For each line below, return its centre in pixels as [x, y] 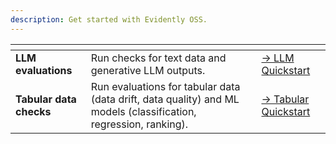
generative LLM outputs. [148, 70]
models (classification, [143, 111]
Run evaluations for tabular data [165, 86]
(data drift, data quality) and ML [165, 99]
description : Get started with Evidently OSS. [109, 19]
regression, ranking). [139, 124]
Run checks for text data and [158, 58]
